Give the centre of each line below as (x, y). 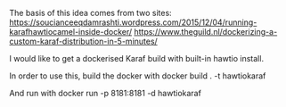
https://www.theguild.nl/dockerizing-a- (205, 32)
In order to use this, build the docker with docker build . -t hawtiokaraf (138, 76)
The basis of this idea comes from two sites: (90, 13)
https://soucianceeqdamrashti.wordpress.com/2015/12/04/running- (133, 22)
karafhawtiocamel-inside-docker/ (71, 32)
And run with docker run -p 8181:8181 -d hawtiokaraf (106, 93)
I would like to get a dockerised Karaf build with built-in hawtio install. (137, 58)
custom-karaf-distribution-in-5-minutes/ (83, 41)
